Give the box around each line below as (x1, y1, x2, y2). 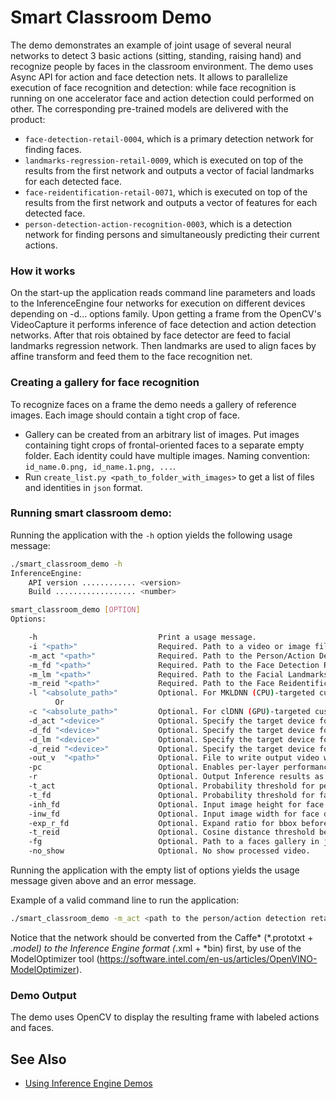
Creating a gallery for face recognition (10, 376, 200, 390)
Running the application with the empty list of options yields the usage (10, 864, 300, 876)
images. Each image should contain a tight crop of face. (10, 409, 240, 421)
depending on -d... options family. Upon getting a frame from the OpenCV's (10, 308, 322, 320)
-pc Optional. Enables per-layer (28, 762, 280, 773)
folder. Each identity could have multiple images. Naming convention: (24, 449, 310, 461)
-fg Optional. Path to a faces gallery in (28, 837, 320, 847)
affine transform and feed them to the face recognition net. (10, 351, 253, 363)
